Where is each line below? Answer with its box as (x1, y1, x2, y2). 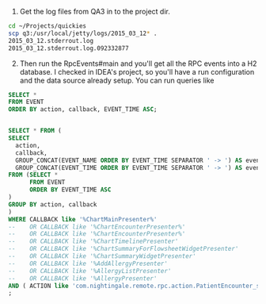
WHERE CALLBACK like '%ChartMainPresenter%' (8, 215, 158, 223)
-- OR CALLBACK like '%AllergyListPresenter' (8, 267, 172, 275)
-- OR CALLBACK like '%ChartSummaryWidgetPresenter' (8, 252, 196, 260)
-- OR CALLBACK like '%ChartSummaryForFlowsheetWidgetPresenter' (8, 245, 239, 253)
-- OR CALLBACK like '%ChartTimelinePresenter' (8, 237, 179, 245)
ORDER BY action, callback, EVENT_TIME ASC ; (8, 106, 158, 114)
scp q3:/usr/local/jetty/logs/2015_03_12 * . (8, 29, 158, 37)
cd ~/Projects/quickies (8, 22, 87, 30)
